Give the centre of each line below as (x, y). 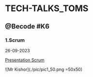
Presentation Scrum (25, 60)
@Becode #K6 (27, 26)
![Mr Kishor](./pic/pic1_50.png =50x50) (44, 69)
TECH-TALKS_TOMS (47, 8)
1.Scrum (15, 40)
